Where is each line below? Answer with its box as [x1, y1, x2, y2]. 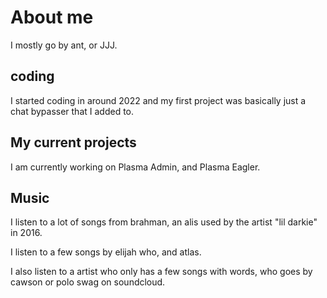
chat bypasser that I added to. [10, 105, 135, 117]
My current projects [10, 134, 137, 151]
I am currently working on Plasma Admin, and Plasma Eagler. [10, 161, 261, 173]
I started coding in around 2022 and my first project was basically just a [10, 94, 307, 106]
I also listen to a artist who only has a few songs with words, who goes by [10, 266, 313, 278]
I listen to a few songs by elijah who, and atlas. [10, 246, 202, 258]
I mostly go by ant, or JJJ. [10, 39, 118, 51]
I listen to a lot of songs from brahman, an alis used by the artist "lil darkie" [10, 216, 318, 228]
